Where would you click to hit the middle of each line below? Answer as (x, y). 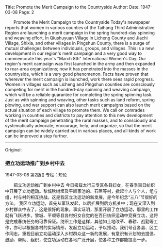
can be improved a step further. (37, 136)
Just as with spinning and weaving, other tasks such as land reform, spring (80, 100)
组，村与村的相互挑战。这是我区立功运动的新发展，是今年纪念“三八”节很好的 (81, 197)
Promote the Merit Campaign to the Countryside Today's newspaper (82, 22)
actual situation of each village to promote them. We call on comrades (75, 110)
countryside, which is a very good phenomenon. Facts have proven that (77, 74)
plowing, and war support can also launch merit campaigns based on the (78, 105)
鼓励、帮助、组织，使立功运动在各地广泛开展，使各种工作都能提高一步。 (77, 240)
